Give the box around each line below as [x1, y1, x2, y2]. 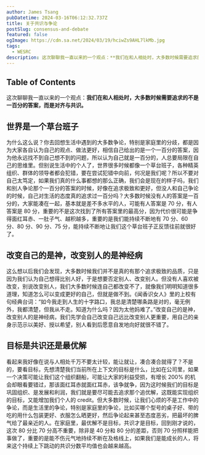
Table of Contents [6, 77, 76, 87]
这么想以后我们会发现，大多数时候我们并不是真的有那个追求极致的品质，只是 [6, 267, 199, 275]
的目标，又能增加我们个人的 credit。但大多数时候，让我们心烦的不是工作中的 [6, 396, 199, 404]
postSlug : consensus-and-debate [6, 26, 88, 32]
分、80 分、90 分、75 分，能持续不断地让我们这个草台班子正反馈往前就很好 [6, 223, 196, 230]
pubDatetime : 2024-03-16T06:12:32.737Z [6, 15, 108, 21]
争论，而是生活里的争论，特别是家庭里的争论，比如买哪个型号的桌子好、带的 [6, 404, 199, 411]
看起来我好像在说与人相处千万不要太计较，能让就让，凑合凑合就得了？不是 [6, 358, 193, 365]
